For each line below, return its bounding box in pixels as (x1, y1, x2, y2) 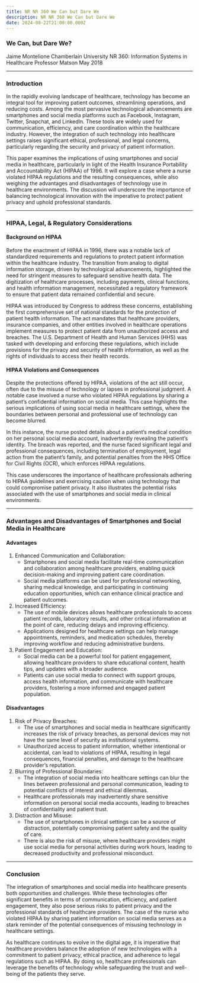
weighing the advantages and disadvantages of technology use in (6, 179, 167, 187)
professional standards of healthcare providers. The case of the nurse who (6, 908, 190, 915)
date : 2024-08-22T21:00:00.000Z (6, 20, 86, 25)
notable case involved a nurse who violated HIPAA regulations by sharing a (6, 392, 189, 399)
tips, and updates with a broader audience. (23, 666, 129, 673)
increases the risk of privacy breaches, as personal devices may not (23, 730, 191, 737)
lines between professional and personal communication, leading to (23, 780, 189, 788)
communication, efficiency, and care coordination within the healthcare (6, 124, 180, 131)
